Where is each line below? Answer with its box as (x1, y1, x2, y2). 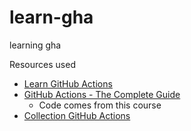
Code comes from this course (38, 99, 162, 111)
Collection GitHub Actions (23, 109, 131, 121)
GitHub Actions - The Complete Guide (23, 88, 181, 100)
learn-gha (9, 6, 94, 29)
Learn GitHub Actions (23, 77, 113, 90)
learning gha (9, 39, 62, 51)
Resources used (9, 58, 76, 70)
